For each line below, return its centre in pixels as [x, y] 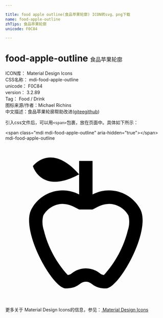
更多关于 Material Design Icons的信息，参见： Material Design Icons [77, 310]
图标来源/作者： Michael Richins [38, 105]
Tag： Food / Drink [25, 99]
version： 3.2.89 [23, 93]
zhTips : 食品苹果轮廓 [26, 24]
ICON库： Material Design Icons [39, 73]
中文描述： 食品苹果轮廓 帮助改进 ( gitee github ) [52, 112]
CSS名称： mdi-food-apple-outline [42, 80]
